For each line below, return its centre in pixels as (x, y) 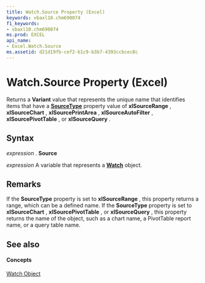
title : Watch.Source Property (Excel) (56, 12)
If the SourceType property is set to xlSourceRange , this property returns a (102, 199)
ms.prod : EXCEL (26, 35)
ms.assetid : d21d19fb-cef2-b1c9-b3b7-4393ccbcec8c (72, 52)
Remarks (24, 184)
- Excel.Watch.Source (34, 47)
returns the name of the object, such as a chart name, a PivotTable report (99, 219)
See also (23, 244)
